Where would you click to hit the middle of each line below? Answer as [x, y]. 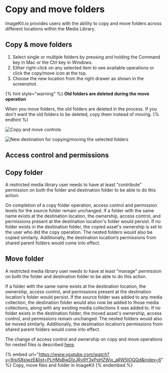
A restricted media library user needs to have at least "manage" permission [83, 271]
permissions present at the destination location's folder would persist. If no [83, 221]
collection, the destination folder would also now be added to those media [82, 302]
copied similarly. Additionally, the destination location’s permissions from [81, 237]
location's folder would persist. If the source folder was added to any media [84, 297]
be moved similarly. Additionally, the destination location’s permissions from [84, 324]
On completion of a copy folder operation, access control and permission [81, 205]
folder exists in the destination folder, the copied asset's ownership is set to [84, 227]
